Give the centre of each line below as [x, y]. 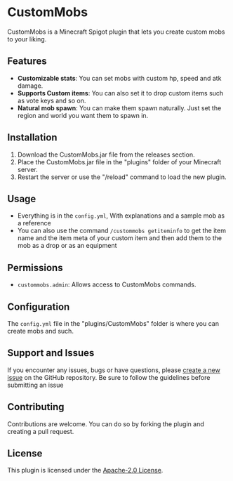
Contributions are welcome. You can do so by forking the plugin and [106, 424]
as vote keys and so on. [52, 100]
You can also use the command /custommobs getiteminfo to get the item [122, 231]
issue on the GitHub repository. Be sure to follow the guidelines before [109, 377]
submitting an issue [35, 385]
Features [27, 61]
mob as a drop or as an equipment [67, 246]
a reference [34, 223]
